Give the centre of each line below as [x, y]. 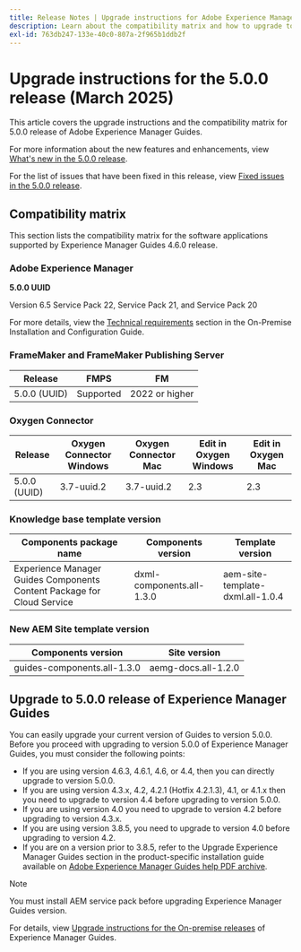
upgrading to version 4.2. [69, 838]
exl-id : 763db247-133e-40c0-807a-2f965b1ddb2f [98, 34]
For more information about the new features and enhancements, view [139, 150]
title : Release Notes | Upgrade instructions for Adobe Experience [138, 17]
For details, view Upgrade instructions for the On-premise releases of [138, 928]
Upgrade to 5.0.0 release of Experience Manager [148, 699]
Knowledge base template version [85, 519]
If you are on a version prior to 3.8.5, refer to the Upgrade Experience [150, 847]
